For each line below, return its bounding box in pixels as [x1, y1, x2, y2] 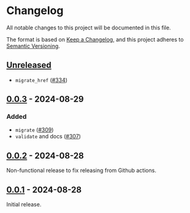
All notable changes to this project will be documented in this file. [6, 24, 172, 31]
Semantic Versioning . [6, 42, 60, 50]
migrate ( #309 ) [15, 126, 54, 133]
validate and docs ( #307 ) [15, 133, 82, 140]
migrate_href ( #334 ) [15, 76, 68, 83]
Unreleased [6, 60, 52, 70]
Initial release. [6, 201, 42, 208]
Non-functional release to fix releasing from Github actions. [6, 166, 156, 174]
